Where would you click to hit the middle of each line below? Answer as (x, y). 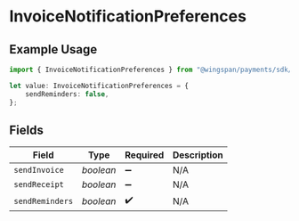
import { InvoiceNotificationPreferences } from (101, 70)
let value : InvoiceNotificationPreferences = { (99, 86)
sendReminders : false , (67, 94)
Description (198, 155)
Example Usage (53, 49)
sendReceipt (39, 185)
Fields (27, 130)
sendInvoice (39, 170)
